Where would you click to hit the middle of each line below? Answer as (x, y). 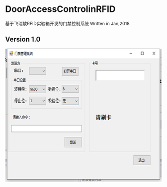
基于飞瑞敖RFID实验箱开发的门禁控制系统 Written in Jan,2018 (68, 23)
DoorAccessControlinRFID (60, 9)
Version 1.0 (23, 39)
